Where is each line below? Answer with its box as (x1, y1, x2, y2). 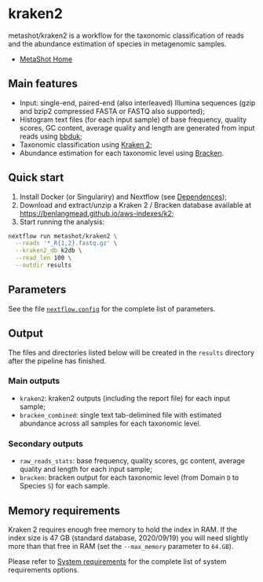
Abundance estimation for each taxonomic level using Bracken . (19, 148, 225, 157)
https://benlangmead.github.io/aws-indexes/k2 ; (19, 208, 174, 218)
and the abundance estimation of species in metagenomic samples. (8, 39, 227, 48)
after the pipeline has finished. (8, 355, 107, 366)
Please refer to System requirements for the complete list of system (8, 556, 227, 566)
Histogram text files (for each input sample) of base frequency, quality (19, 115, 247, 124)
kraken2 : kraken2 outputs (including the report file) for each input (19, 393, 231, 403)
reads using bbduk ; (19, 131, 82, 141)
